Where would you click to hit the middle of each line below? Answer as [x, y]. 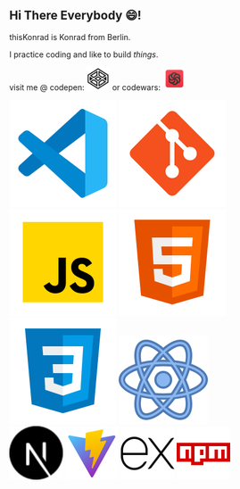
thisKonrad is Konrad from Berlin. [70, 37]
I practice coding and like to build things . [84, 54]
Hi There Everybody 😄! [75, 16]
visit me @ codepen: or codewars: [85, 87]
